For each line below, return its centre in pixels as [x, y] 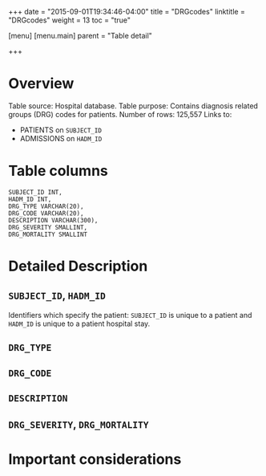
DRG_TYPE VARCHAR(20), [46, 206]
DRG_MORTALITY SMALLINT [48, 234]
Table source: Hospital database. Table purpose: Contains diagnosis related [133, 106]
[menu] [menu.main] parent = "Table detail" [80, 36]
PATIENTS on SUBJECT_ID [61, 130]
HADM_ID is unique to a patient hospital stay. [79, 323]
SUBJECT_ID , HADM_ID [57, 296]
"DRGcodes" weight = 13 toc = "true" [69, 20]
